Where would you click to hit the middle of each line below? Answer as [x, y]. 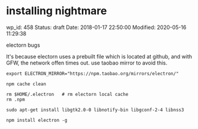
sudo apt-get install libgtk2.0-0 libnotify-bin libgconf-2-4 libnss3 [95, 110]
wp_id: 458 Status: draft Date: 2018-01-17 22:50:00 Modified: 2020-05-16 [96, 27]
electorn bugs [23, 45]
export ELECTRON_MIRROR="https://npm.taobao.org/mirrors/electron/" [92, 73]
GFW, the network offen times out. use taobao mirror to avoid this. [87, 63]
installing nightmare [57, 11]
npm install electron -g [37, 120]
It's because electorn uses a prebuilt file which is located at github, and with [99, 56]
